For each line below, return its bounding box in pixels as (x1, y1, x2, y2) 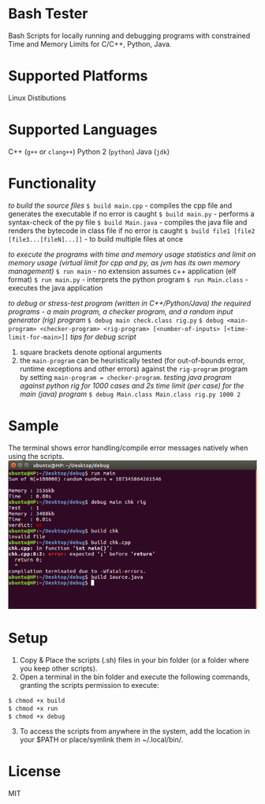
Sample (8, 416, 59, 434)
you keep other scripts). (19, 664, 98, 674)
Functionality (8, 175, 97, 192)
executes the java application (8, 283, 103, 292)
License (8, 763, 62, 780)
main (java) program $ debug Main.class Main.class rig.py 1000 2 (19, 389, 241, 399)
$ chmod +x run (8, 704, 58, 713)
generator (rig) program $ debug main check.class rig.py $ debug (8, 315, 224, 325)
